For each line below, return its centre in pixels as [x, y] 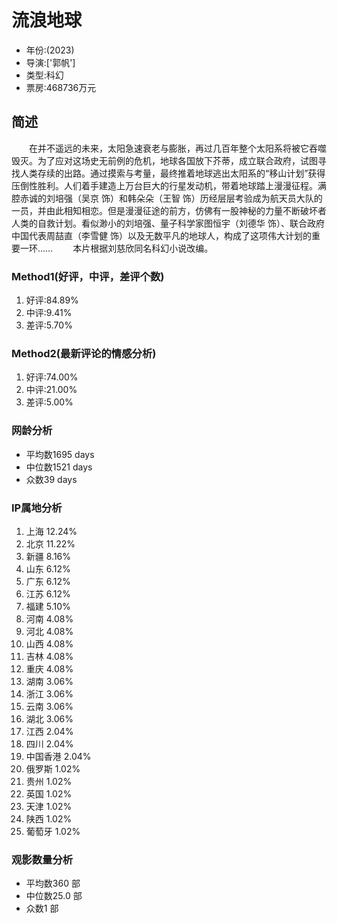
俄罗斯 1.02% [53, 768]
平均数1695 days [60, 454]
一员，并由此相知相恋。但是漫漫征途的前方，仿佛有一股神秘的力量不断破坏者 [169, 210]
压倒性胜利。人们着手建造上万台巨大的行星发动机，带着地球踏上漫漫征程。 [164, 185]
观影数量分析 [42, 859]
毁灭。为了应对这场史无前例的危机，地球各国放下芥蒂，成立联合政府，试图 [164, 160]
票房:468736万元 [61, 87]
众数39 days [51, 479]
